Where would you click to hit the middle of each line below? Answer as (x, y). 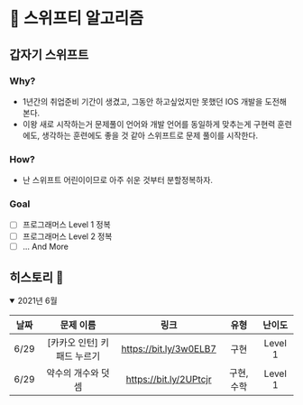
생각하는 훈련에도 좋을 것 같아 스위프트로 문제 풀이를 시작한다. (150, 135)
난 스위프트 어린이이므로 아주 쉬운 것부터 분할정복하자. (118, 180)
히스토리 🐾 (37, 277)
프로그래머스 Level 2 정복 (67, 236)
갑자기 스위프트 (49, 55)
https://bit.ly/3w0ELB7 (169, 349)
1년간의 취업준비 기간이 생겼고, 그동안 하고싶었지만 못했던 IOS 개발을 (142, 101)
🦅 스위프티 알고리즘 (77, 18)
